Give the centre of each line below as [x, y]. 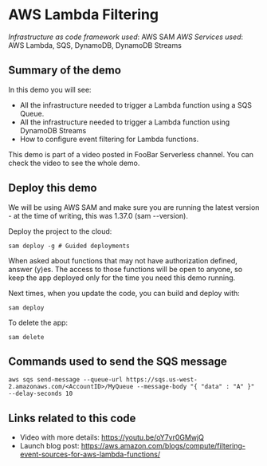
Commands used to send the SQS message [118, 361]
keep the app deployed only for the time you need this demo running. [122, 278]
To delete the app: [38, 322]
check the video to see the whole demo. [74, 163]
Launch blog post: [49, 446]
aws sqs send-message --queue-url [66, 380]
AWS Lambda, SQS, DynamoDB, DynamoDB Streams [95, 45]
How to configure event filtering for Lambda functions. [109, 139]
